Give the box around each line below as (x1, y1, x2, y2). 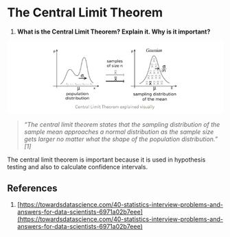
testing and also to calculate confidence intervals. (7, 162, 148, 171)
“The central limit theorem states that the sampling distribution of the (23, 120, 220, 128)
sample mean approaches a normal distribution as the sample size (23, 127, 214, 136)
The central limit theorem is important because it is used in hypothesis (7, 155, 206, 164)
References (7, 183, 58, 195)
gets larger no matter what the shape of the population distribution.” (23, 135, 218, 143)
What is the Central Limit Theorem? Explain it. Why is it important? (16, 27, 211, 36)
